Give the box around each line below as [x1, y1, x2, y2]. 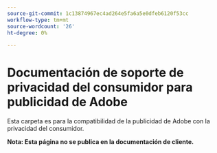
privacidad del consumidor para [7, 80, 193, 95]
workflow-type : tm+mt [7, 17, 69, 23]
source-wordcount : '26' [7, 23, 76, 30]
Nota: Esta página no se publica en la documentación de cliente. [7, 138, 194, 146]
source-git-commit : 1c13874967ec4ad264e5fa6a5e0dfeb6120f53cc [7, 10, 189, 17]
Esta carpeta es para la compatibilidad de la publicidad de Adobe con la [7, 117, 211, 125]
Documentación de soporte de [7, 65, 184, 81]
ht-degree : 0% [7, 29, 48, 37]
